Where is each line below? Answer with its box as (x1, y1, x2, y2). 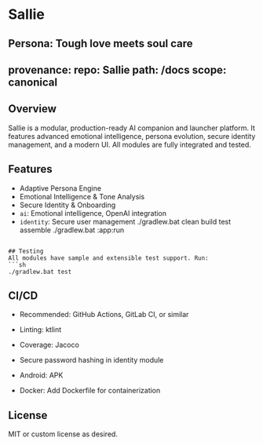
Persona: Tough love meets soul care (8, 37, 194, 50)
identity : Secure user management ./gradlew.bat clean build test (19, 217, 232, 226)
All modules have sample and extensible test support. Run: (8, 254, 210, 262)
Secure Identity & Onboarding (19, 200, 116, 210)
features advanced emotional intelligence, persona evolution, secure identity (8, 131, 256, 140)
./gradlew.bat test (8, 268, 72, 275)
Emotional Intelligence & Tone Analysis (19, 191, 145, 201)
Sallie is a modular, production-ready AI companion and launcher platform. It (8, 123, 255, 133)
